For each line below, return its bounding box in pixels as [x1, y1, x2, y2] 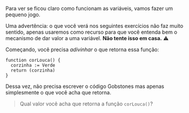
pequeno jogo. [5, 11, 41, 18]
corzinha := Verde [10, 62, 56, 68]
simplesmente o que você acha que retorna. [5, 89, 111, 96]
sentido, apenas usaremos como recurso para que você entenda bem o [5, 29, 177, 36]
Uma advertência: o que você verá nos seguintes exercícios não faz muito [5, 23, 184, 29]
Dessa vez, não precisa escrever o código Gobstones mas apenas [5, 83, 164, 90]
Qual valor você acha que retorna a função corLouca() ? [19, 100, 153, 107]
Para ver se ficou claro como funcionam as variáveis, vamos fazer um [5, 5, 173, 12]
